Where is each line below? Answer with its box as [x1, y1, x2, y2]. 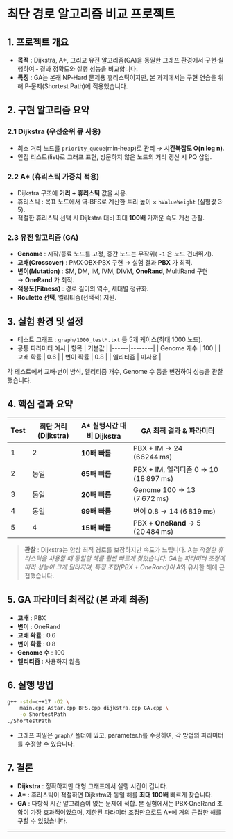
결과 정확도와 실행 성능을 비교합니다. [40, 65, 139, 73]
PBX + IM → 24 [132, 443, 183, 453]
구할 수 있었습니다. [17, 816, 68, 824]
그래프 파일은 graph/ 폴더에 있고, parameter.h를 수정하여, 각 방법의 [17, 731, 200, 740]
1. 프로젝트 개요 [7, 36, 69, 48]
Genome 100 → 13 [132, 484, 196, 494]
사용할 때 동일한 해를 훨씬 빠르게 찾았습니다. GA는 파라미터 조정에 [48, 554, 225, 562]
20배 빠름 [80, 489, 112, 499]
